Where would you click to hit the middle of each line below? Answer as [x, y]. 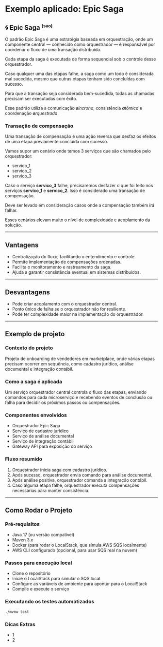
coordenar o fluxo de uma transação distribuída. [53, 49]
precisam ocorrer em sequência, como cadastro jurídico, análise [69, 363]
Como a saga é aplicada [34, 381]
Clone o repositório [31, 573]
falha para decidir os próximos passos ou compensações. [63, 402]
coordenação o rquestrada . [32, 113]
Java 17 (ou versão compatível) [43, 535]
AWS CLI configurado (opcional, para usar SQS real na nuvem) [74, 550]
